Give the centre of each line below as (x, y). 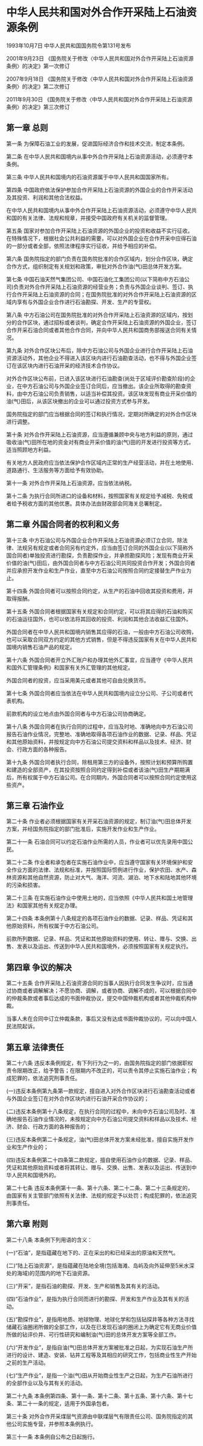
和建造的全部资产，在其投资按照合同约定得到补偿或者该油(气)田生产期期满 (98, 770)
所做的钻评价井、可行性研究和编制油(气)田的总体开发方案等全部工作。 (93, 1334)
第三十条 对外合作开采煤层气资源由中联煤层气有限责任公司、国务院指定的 (97, 1416)
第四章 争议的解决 (39, 967)
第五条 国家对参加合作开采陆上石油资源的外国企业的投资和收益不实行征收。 (100, 230)
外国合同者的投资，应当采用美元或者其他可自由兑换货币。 (78, 680)
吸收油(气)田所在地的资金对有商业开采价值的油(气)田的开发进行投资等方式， (100, 442)
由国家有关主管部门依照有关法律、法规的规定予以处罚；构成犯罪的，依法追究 (101, 1195)
